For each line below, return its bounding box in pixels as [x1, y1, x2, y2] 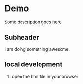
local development [4, 61, 62, 69]
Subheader [4, 33, 40, 42]
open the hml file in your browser [11, 73, 79, 79]
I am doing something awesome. [4, 46, 70, 52]
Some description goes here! [4, 19, 63, 25]
